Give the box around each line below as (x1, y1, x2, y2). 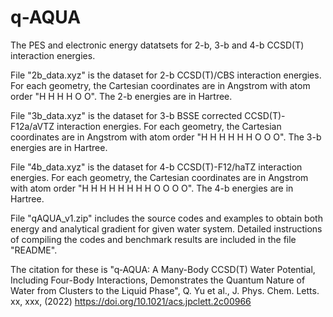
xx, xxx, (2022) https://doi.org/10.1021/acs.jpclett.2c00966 (10, 295, 252, 307)
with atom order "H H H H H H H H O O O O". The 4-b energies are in (10, 182, 294, 194)
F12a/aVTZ (10, 120, 55, 132)
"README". (10, 244, 58, 256)
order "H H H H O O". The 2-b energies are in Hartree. (10, 90, 233, 102)
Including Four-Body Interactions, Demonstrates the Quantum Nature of (10, 274, 306, 286)
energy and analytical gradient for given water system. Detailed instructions (10, 222, 323, 235)
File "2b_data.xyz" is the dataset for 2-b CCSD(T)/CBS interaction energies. (10, 69, 322, 81)
